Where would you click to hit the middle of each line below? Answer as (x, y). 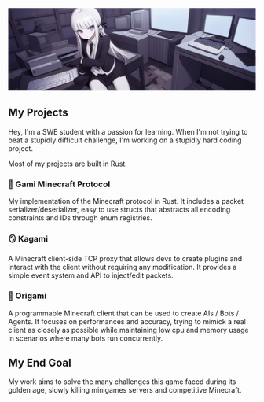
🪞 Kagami (28, 238)
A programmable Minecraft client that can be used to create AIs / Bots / (124, 313)
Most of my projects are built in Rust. (68, 164)
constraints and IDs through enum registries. (80, 218)
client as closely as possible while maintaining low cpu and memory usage (128, 330)
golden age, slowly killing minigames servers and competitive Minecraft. (125, 390)
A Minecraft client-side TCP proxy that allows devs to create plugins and (125, 259)
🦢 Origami (27, 296)
